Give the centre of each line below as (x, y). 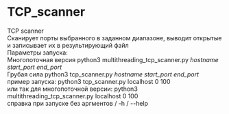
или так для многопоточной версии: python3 (73, 89)
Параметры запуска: (38, 53)
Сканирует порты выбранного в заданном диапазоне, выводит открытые (114, 38)
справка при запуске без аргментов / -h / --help (78, 103)
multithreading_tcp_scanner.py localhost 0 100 (73, 96)
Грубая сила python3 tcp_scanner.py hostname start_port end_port (103, 74)
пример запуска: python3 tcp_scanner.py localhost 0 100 (89, 81)
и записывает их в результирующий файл (68, 45)
